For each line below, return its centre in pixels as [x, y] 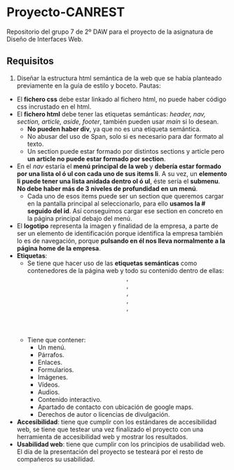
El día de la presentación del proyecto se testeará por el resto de [110, 451]
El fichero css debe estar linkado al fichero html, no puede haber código [122, 99]
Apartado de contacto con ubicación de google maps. [116, 407]
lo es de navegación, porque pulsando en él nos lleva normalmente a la [121, 241]
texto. [35, 144]
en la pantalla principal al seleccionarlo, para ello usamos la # [116, 203]
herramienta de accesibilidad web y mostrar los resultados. [102, 436]
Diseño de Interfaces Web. [45, 39]
